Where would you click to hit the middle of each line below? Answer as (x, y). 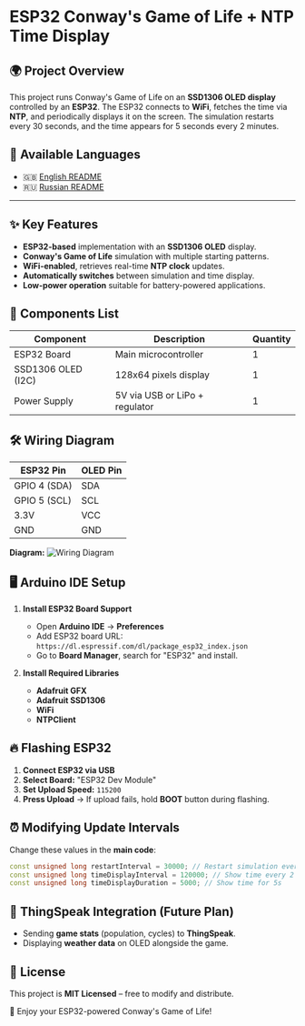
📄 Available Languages (75, 155)
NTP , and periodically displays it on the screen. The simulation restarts (142, 116)
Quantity (272, 339)
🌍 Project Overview (67, 70)
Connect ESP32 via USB (69, 769)
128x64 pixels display (162, 375)
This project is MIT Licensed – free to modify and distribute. (122, 993)
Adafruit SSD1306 (71, 700)
